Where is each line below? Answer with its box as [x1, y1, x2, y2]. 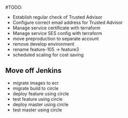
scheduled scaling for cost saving [12, 52, 84, 58]
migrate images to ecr [12, 80, 59, 86]
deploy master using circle [12, 101, 69, 107]
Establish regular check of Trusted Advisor [12, 14, 103, 20]
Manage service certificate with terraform [12, 25, 101, 31]
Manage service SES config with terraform [12, 30, 103, 36]
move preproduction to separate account [12, 35, 99, 42]
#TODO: [5, 5, 23, 10]
